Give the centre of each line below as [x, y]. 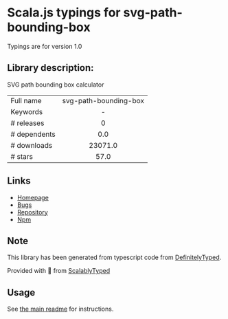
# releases [27, 123]
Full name [26, 100]
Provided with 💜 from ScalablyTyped [59, 271]
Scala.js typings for [64, 13]
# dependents [33, 134]
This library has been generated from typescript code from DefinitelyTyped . [114, 257]
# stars [22, 156]
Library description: [50, 68]
